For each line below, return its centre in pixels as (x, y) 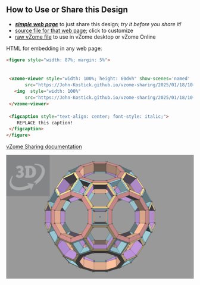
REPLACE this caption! (45, 123)
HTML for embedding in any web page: (54, 48)
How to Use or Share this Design (67, 10)
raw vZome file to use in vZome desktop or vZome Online (85, 37)
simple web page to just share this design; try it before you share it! (98, 24)
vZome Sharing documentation (44, 147)
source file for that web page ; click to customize (74, 30)
